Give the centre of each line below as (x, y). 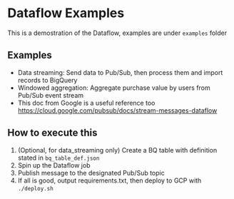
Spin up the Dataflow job (54, 165)
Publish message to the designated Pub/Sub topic (91, 173)
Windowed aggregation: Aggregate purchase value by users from (114, 88)
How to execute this (52, 133)
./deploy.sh (35, 188)
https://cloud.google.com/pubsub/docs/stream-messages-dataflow (117, 110)
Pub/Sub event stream (51, 95)
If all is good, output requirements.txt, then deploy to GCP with (110, 180)
